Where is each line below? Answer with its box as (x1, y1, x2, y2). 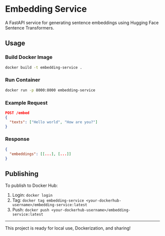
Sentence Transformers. (5, 25, 55, 30)
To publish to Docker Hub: (5, 183, 58, 188)
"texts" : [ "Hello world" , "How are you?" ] (9, 119, 98, 125)
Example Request (5, 99, 48, 106)
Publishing (5, 169, 39, 178)
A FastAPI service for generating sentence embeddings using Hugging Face (5, 20, 159, 26)
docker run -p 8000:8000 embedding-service (5, 87, 96, 93)
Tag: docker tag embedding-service (12, 197, 84, 203)
